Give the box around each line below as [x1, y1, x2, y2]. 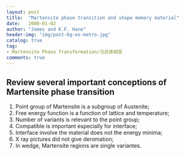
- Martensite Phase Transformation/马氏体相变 [6, 49, 123, 55]
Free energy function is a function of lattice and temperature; [15, 110, 170, 117]
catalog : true [6, 37, 43, 43]
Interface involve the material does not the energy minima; [15, 129, 163, 137]
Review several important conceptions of [6, 77, 167, 88]
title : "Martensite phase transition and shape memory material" [6, 15, 179, 21]
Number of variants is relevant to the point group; [15, 116, 140, 123]
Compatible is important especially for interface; [15, 123, 137, 130]
